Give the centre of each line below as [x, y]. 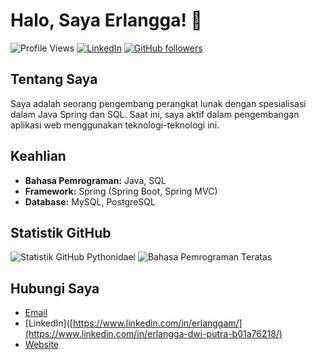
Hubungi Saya [55, 288]
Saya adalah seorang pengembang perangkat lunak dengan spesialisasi [158, 103]
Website [42, 345]
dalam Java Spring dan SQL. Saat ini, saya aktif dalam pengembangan [155, 114]
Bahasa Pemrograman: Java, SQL [95, 180]
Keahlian [38, 156]
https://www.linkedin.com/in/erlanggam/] [157, 323]
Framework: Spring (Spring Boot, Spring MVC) [121, 191]
